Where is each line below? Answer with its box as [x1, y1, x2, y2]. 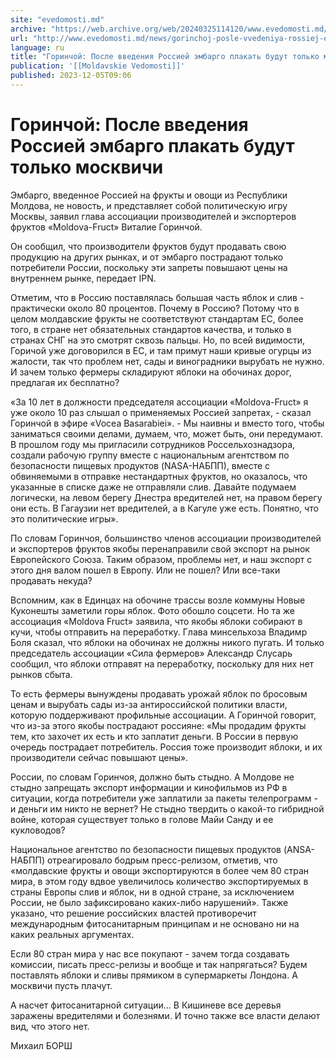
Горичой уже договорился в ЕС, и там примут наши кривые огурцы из [10, 344, 312, 356]
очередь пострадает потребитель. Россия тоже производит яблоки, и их [10, 741, 323, 753]
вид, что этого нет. [10, 1020, 90, 1032]
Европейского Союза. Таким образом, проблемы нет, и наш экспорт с [10, 553, 313, 565]
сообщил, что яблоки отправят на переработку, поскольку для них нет [10, 657, 315, 670]
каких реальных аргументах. [10, 928, 135, 940]
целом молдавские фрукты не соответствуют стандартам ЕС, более [10, 312, 304, 325]
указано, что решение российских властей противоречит [10, 907, 257, 919]
